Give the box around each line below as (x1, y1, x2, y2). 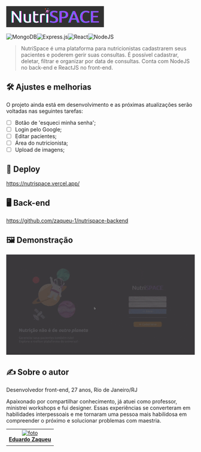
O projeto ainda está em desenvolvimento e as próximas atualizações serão (6, 101, 193, 108)
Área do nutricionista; (14, 139, 68, 146)
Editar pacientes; (14, 132, 57, 140)
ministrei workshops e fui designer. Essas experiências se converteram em (6, 404, 191, 411)
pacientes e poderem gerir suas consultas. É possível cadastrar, (20, 51, 179, 58)
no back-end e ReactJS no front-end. (20, 64, 114, 71)
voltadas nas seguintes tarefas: (6, 107, 84, 115)
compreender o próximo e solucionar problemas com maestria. (6, 417, 162, 424)
